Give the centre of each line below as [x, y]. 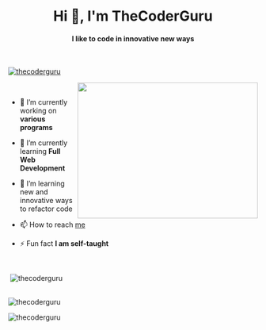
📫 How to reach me [52, 224]
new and [34, 192]
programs [36, 128]
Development [42, 168]
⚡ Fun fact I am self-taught [64, 244]
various [32, 119]
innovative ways [46, 201]
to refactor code [46, 209]
